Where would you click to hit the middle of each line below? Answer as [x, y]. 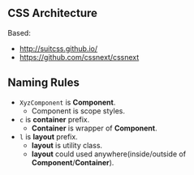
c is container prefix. [54, 119]
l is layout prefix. [48, 136]
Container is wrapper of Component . [94, 128]
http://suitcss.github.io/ [58, 49]
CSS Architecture [53, 13]
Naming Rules [44, 83]
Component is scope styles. [78, 111]
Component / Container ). [73, 162]
